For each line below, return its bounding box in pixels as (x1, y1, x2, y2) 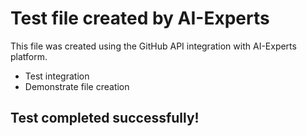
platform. (10, 50, 48, 62)
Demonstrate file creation (24, 80, 130, 92)
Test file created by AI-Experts (10, 7, 270, 30)
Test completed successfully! (10, 110, 200, 127)
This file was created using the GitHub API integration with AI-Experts (10, 40, 297, 52)
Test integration (24, 70, 90, 82)
